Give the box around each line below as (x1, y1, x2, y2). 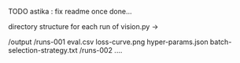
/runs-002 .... (79, 46, 123, 54)
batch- (209, 37, 232, 46)
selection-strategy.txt (8, 46, 78, 54)
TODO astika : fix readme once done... (8, 7, 132, 16)
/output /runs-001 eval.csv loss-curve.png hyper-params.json (8, 37, 209, 46)
